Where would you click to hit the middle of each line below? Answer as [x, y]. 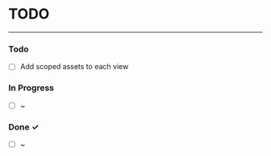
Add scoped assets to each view [74, 67]
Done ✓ [24, 127]
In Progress [31, 88]
